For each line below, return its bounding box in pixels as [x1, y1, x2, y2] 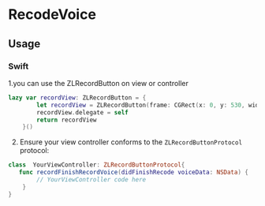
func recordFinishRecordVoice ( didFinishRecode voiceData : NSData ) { [18, 168, 248, 177]
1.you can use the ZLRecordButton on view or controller [8, 78, 189, 88]
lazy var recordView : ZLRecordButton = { [8, 93, 147, 102]
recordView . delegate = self [36, 108, 129, 116]
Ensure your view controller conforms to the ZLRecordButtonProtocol [19, 137, 243, 147]
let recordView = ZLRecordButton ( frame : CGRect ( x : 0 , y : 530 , [36, 101, 245, 109]
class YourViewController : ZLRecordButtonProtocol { [8, 161, 185, 169]
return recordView [36, 116, 97, 124]
